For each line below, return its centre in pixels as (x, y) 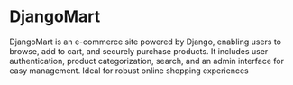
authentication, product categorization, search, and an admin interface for (146, 61)
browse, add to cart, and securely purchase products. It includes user (139, 51)
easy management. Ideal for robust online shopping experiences (129, 71)
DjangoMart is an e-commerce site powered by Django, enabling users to (146, 42)
